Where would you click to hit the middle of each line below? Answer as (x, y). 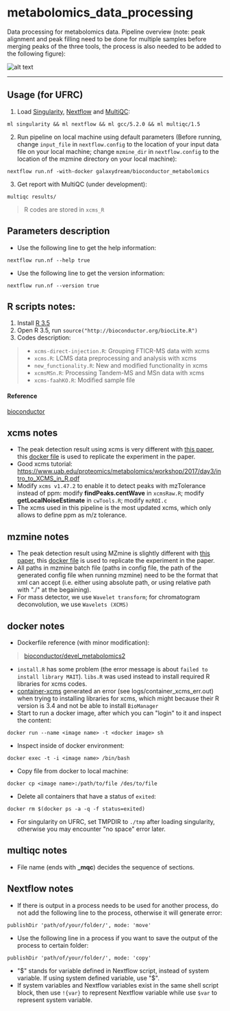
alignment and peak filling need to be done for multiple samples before (107, 38)
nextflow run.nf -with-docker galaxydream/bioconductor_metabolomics (108, 171)
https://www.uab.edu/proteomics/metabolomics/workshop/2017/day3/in (119, 471)
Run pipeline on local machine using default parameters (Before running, (119, 137)
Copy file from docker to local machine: (73, 771)
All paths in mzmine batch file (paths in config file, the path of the (109, 568)
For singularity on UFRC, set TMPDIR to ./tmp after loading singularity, (116, 822)
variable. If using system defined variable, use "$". (88, 978)
